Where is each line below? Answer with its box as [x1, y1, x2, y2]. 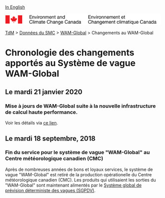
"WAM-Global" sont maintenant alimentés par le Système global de [5, 182, 142, 188]
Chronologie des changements [5, 47, 134, 58]
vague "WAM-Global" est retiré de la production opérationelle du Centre [5, 171, 152, 177]
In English [5, 4, 25, 10]
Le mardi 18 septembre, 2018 [5, 134, 96, 143]
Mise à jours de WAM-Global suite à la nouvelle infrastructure [5, 102, 156, 109]
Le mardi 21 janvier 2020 [5, 87, 82, 96]
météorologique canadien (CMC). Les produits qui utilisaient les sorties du [5, 177, 157, 183]
